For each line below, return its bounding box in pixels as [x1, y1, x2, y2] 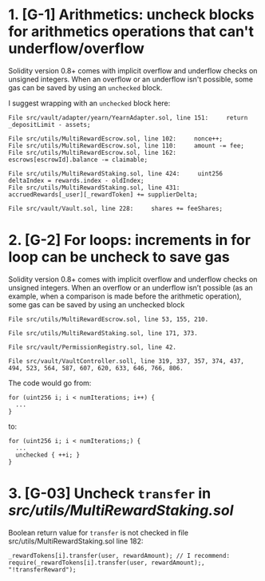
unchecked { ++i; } [15, 451, 81, 459]
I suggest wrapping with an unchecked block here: [8, 98, 171, 108]
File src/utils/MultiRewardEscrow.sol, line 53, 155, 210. [8, 315, 209, 323]
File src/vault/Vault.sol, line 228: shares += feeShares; [8, 204, 223, 212]
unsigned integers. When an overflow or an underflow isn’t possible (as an [8, 283, 253, 292]
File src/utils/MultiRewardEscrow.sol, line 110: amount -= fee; [8, 141, 245, 149]
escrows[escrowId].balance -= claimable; [8, 156, 148, 164]
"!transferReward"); [8, 565, 77, 574]
